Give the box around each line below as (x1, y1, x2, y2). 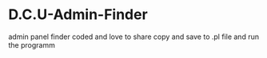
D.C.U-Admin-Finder (8, 6, 148, 24)
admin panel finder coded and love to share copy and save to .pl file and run (8, 32, 260, 41)
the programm (8, 40, 56, 49)
